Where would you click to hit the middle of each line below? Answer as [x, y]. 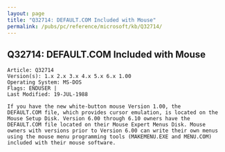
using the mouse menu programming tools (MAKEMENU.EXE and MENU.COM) [110, 137]
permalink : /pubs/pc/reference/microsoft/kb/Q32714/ [85, 26]
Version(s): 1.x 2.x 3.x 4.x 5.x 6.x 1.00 [69, 77]
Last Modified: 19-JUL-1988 [48, 95]
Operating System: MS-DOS [44, 83]
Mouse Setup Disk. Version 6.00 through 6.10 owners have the [99, 119]
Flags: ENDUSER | [32, 88]
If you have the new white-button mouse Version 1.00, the [94, 107]
